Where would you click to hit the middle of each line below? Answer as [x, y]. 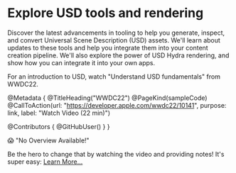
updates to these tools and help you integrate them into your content [108, 48]
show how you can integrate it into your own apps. [81, 62]
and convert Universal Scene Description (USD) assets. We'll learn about [114, 40]
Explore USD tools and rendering [106, 13]
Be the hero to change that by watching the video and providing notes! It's [116, 154]
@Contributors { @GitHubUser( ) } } [59, 126]
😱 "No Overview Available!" [49, 140]
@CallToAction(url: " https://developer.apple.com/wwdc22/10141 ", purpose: [117, 105]
